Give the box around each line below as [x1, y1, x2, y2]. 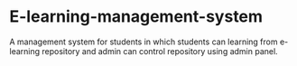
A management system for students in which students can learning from [9, 36, 278, 47]
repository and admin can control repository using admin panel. [42, 45, 278, 56]
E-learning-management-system [9, 6, 264, 27]
